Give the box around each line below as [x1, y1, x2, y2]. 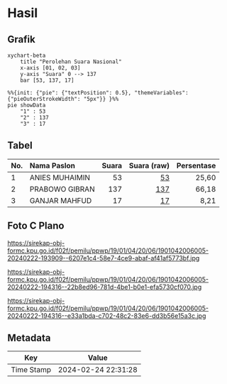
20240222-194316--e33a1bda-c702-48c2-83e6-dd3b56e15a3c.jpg [7, 311, 206, 320]
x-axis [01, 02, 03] [20, 65, 81, 72]
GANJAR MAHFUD [29, 195, 92, 205]
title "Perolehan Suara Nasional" [20, 58, 122, 65]
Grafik [7, 33, 35, 45]
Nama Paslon [29, 160, 76, 170]
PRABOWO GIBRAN [29, 184, 95, 194]
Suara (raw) [128, 160, 170, 170]
